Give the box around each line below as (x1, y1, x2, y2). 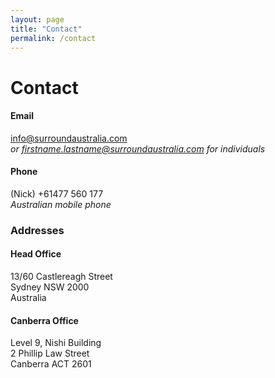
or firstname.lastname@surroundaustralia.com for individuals (10, 142, 266, 155)
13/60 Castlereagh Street (10, 271, 113, 283)
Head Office (10, 248, 62, 260)
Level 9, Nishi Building (10, 337, 102, 349)
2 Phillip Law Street (10, 347, 90, 360)
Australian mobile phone (10, 198, 112, 210)
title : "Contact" (10, 24, 83, 34)
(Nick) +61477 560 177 (10, 187, 104, 200)
